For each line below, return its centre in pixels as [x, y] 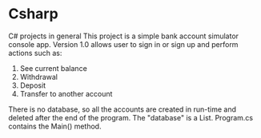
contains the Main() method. [55, 126]
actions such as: [35, 53]
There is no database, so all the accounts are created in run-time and [122, 109]
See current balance [54, 68]
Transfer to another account [66, 93]
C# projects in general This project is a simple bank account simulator [123, 36]
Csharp [33, 14]
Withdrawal [39, 77]
